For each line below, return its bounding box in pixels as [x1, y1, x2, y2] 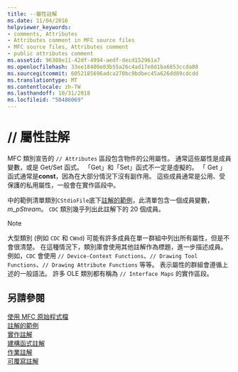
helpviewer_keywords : [7, 23, 72, 31]
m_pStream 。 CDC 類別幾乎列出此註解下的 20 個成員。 [7, 204, 165, 213]
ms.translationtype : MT [7, 76, 78, 84]
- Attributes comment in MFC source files [7, 37, 135, 44]
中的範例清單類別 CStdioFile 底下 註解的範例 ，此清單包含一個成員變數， [7, 196, 214, 204]
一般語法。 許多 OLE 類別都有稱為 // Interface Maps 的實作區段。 [19, 269, 213, 277]
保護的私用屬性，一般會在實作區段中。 [7, 181, 119, 189]
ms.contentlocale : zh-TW [7, 83, 81, 90]
